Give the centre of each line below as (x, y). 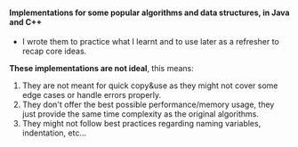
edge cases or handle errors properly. (92, 95)
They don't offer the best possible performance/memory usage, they (148, 105)
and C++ (26, 21)
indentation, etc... (54, 133)
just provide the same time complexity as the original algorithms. (141, 114)
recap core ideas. (54, 51)
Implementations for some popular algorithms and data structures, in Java (149, 12)
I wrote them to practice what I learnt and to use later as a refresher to (151, 42)
